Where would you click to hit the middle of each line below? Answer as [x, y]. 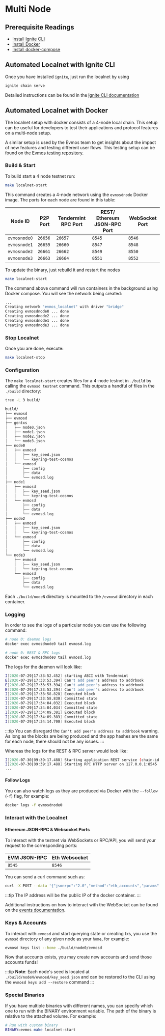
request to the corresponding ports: [41, 845]
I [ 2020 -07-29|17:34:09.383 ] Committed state [51, 717]
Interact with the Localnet [36, 818]
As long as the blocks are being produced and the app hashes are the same [82, 736]
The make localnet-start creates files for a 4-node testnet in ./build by [78, 381]
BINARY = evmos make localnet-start [41, 1030]
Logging [15, 615]
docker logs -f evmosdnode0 [34, 805]
